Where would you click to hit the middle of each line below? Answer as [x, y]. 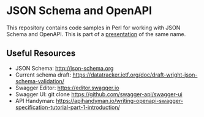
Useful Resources [41, 54]
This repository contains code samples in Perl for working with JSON [93, 28]
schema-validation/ [40, 81]
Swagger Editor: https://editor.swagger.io [67, 88]
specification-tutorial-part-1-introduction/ [68, 107]
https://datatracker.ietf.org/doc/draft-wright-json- [135, 75]
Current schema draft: [43, 75]
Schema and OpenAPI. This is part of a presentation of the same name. [96, 34]
